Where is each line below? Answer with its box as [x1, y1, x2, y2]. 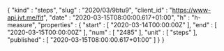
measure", [7, 21, 37, 29]
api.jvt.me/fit [7, 13, 44, 22]
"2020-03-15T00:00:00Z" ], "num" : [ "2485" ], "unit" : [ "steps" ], [7, 28, 197, 36]
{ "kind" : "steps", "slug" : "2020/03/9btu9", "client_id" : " [7, 6, 173, 14]
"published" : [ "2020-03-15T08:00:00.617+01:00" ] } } [7, 36, 165, 44]
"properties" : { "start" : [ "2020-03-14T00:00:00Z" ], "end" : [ [38, 21, 218, 29]
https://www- [172, 6, 211, 14]
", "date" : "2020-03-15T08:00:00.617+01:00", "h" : [43, 13, 191, 22]
